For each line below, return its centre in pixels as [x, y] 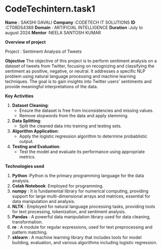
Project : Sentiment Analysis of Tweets [44, 51]
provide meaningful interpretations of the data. [52, 86]
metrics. [27, 156]
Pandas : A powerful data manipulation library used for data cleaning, [81, 217]
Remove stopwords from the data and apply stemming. [74, 115]
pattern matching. [30, 232]
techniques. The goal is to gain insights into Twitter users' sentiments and [78, 81]
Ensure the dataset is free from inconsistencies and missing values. [86, 110]
